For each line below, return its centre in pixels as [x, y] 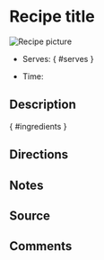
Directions [39, 155]
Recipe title [52, 17]
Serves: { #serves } [58, 58]
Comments [41, 246]
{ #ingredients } [38, 126]
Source [30, 215]
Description [43, 105]
